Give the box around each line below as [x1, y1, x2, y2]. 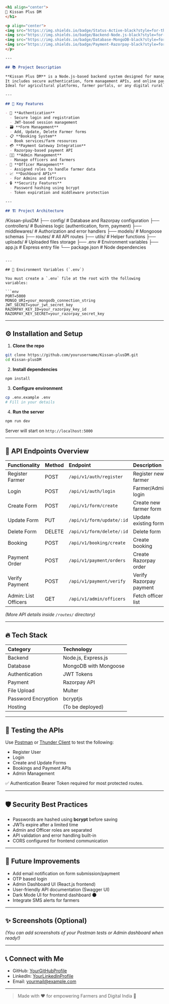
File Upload [8, 687, 35, 694]
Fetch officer [133, 592, 163, 599]
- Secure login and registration [10, 115, 80, 120]
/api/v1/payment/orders [68, 558, 126, 563]
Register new [133, 470, 164, 477]
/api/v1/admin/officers [68, 596, 126, 602]
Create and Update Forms [12, 760, 66, 765]
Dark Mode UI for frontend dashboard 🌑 [12, 892, 97, 898]
